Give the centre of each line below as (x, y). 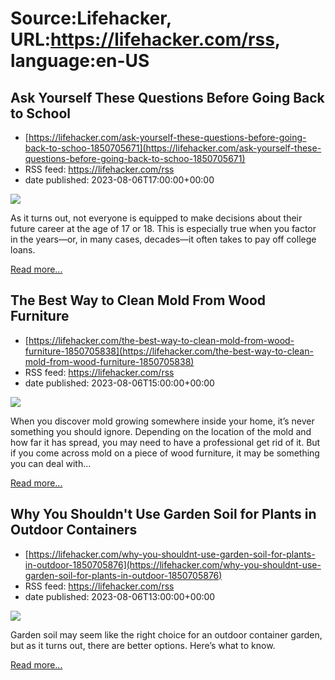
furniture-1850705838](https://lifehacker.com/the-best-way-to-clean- (169, 351)
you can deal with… (51, 463)
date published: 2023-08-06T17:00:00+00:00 (119, 180)
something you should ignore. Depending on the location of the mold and (161, 431)
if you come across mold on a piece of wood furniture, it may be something (165, 453)
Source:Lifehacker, (91, 18)
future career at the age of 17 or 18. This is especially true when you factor (163, 228)
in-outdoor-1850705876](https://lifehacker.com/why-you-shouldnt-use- (173, 564)
